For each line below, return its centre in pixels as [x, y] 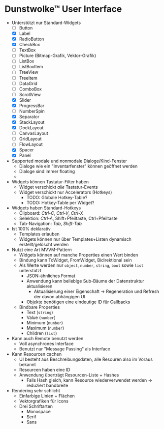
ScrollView [30, 94]
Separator [29, 116]
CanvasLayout [34, 133]
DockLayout [31, 128]
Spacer [26, 150]
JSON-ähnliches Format [51, 276]
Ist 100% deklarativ [31, 229]
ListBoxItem [31, 67]
